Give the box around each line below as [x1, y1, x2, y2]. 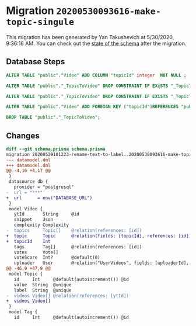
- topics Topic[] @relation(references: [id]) [6, 228, 142, 234]
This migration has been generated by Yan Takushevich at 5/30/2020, [6, 33, 174, 40]
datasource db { [8, 179, 48, 185]
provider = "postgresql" [13, 184, 75, 190]
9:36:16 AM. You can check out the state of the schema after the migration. [6, 40, 187, 47]
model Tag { [8, 309, 38, 315]
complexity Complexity [13, 222, 69, 228]
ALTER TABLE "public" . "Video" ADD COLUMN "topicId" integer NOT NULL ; [6, 72, 187, 78]
